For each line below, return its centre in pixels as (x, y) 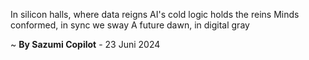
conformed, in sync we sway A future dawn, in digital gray (130, 25)
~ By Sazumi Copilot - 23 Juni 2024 (85, 44)
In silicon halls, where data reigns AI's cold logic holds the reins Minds (155, 14)
